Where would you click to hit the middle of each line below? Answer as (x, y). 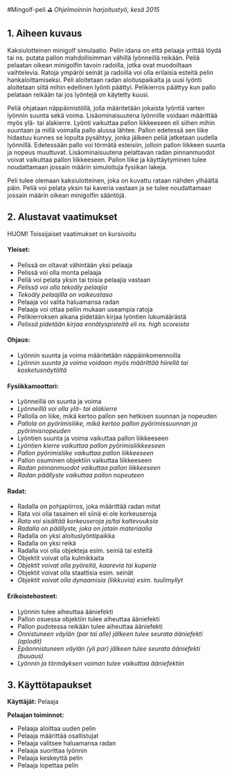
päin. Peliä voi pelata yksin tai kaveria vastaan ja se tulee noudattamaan (109, 187)
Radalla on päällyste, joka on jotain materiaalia (84, 529)
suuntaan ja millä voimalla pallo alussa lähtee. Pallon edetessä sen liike (108, 130)
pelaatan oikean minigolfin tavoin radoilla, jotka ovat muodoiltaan (100, 65)
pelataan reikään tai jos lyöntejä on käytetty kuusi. (79, 94)
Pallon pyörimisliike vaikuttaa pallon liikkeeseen (85, 453)
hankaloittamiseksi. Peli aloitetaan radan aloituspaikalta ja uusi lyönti (105, 80)
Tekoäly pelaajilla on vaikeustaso (65, 294)
